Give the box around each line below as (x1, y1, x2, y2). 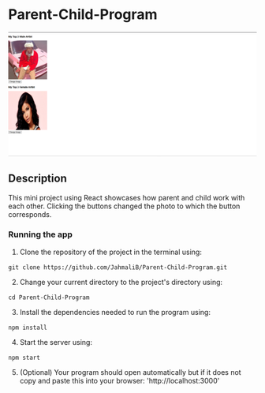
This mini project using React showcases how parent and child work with (8, 193, 245, 202)
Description (8, 172, 67, 185)
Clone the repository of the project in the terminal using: (19, 247, 203, 256)
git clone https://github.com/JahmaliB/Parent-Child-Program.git (8, 263, 227, 271)
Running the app (8, 229, 73, 240)
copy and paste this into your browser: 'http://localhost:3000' (19, 376, 220, 385)
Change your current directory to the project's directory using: (19, 277, 223, 286)
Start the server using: (19, 337, 93, 346)
